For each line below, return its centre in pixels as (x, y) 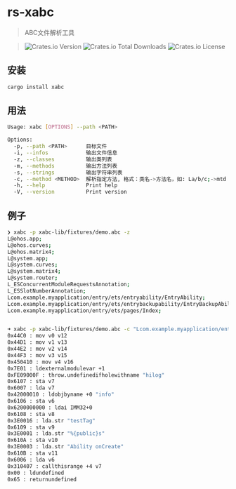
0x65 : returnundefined (42, 479)
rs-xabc (31, 12)
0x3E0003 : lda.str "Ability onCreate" (66, 447)
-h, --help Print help (66, 186)
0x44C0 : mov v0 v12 (38, 336)
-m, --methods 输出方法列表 (66, 166)
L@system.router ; (33, 278)
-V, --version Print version (71, 192)
